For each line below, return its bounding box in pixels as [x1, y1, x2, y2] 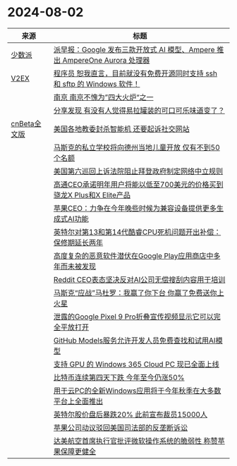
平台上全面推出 [53, 396, 104, 406]
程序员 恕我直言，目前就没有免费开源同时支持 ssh [53, 68, 217, 78]
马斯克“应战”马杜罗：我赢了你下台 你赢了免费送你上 [53, 288, 224, 298]
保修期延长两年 [53, 238, 104, 247]
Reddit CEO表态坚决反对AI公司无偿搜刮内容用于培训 [53, 274, 226, 284]
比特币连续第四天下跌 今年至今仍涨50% [53, 372, 185, 382]
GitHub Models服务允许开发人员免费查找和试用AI [53, 336, 217, 345]
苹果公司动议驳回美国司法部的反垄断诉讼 [53, 422, 188, 432]
